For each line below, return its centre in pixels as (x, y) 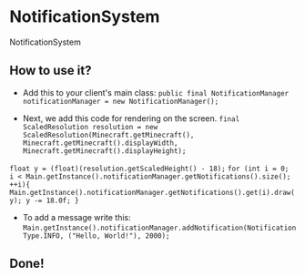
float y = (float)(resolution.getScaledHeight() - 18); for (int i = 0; (149, 169)
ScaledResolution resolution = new (90, 127)
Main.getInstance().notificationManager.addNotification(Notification (159, 228)
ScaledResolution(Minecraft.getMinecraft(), (108, 135)
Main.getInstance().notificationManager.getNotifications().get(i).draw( (152, 192)
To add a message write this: (77, 217)
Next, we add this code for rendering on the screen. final (131, 118)
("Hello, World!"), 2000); (119, 236)
